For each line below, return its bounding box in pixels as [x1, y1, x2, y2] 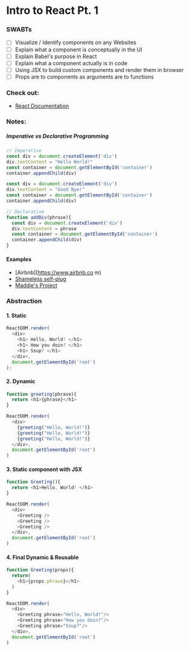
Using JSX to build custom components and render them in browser [14, 66, 184, 73]
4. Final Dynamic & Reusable [6, 554, 79, 561]
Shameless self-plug [14, 276, 66, 283]
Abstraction [6, 297, 42, 305]
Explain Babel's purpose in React [14, 53, 97, 60]
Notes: [6, 117, 27, 126]
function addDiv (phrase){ [6, 214, 71, 221]
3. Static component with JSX [6, 465, 83, 473]
